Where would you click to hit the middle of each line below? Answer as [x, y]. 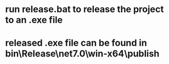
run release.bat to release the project [84, 9]
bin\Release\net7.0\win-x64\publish [82, 54]
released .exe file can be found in [76, 43]
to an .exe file [34, 20]
